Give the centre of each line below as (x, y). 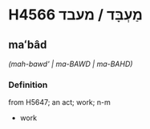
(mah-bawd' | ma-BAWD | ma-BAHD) (71, 64)
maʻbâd (28, 45)
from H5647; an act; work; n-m (59, 102)
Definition (28, 85)
